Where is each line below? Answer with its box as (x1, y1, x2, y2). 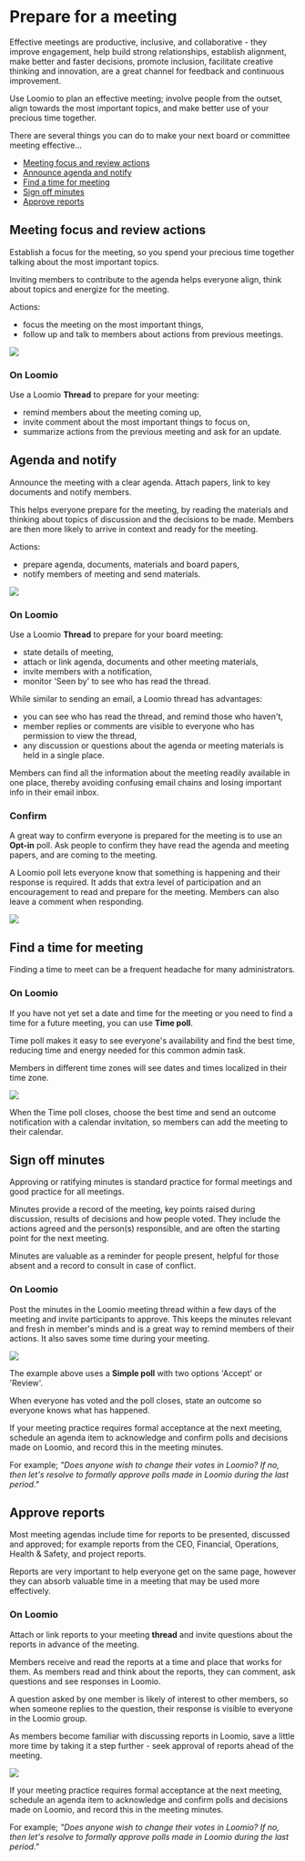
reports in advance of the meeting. (9, 1639, 139, 1650)
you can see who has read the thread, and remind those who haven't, (22, 711, 284, 722)
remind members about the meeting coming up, (22, 407, 202, 418)
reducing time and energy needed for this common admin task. (9, 1044, 246, 1055)
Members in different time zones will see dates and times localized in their (9, 1062, 288, 1073)
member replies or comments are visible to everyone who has (22, 721, 255, 732)
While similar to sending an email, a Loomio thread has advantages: (9, 694, 262, 704)
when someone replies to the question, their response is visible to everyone (9, 1702, 293, 1714)
